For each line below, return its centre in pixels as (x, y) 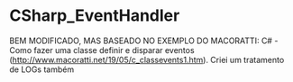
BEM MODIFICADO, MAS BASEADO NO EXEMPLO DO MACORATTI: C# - (144, 41)
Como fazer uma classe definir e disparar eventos (102, 50)
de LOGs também (42, 69)
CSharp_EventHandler (95, 16)
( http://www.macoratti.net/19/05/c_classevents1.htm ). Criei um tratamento (147, 59)
